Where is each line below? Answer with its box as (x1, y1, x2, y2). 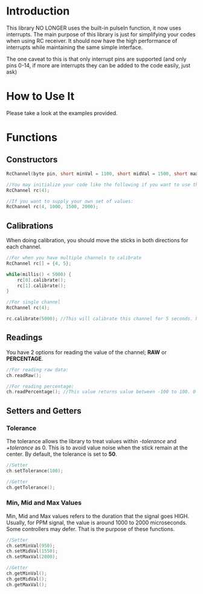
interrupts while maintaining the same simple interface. (6, 44, 143, 51)
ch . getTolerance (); (6, 484, 56, 490)
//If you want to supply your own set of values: (6, 198, 134, 204)
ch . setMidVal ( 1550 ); (6, 548, 59, 555)
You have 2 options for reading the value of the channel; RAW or (6, 348, 167, 355)
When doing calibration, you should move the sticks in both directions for (6, 237, 188, 244)
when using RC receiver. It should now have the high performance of (6, 37, 178, 44)
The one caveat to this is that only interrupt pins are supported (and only (6, 55, 187, 62)
